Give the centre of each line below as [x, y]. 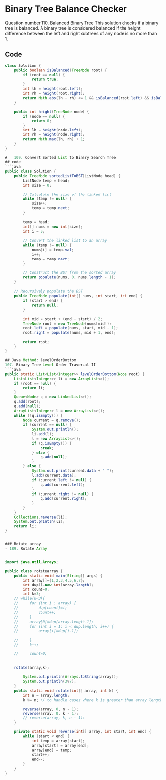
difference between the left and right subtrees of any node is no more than [81, 33]
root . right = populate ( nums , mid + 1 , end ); [69, 333]
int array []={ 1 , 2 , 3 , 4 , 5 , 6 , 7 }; [54, 580]
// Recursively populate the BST [48, 291]
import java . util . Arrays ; [32, 562]
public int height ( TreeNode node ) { [52, 112]
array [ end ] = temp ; [51, 750]
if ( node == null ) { [44, 116]
